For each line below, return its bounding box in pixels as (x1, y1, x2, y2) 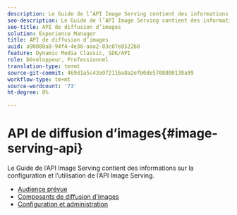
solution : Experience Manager (7, 30, 97, 37)
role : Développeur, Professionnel (7, 56, 109, 63)
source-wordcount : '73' (7, 82, 78, 90)
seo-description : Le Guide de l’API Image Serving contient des (7, 17, 200, 24)
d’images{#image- (105, 125, 218, 142)
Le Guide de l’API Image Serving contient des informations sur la (7, 164, 194, 173)
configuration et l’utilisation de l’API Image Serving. (7, 171, 155, 180)
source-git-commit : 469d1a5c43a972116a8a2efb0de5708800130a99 (7, 69, 194, 76)
